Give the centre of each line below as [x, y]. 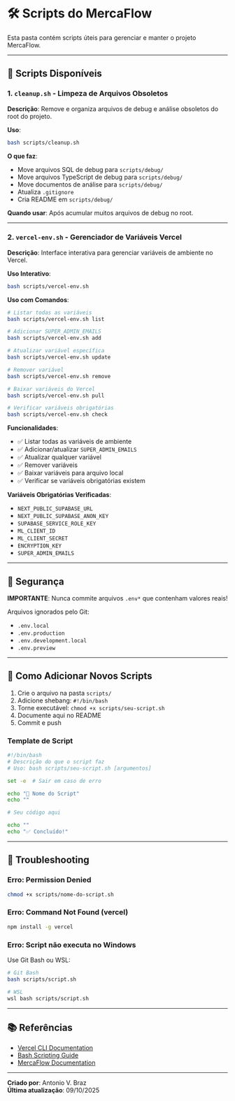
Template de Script [40, 740]
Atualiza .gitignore [45, 192]
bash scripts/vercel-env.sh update [59, 357]
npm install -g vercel [40, 927]
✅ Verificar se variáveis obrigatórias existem [81, 481]
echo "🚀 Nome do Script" [43, 793]
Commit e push [39, 722]
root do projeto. [30, 116]
